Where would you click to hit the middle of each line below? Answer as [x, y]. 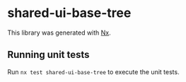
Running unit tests [48, 55]
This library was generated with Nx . [59, 33]
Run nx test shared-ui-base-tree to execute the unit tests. [93, 71]
